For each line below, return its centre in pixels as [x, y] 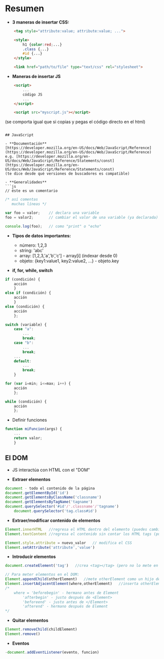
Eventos [20, 643]
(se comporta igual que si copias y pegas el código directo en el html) [75, 122]
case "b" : [24, 343]
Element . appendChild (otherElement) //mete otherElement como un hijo [79, 579]
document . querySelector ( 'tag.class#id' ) [55, 511]
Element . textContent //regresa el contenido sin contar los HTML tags [78, 534]
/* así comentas [21, 200]
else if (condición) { [28, 293]
